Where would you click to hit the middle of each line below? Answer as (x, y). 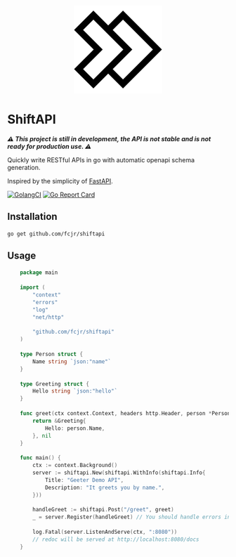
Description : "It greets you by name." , (105, 487)
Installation (32, 217)
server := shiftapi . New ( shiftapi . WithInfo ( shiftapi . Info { (119, 473)
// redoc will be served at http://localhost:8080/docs (116, 539)
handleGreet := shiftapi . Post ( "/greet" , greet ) (103, 510)
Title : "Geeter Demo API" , (84, 480)
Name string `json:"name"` (72, 361)
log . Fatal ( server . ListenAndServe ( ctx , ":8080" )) (105, 532)
